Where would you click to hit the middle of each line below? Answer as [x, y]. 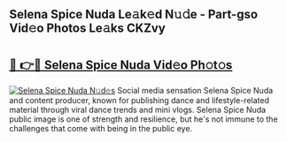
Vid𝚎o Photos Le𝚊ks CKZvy [87, 29]
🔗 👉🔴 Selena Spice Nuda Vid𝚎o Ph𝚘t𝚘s [121, 65]
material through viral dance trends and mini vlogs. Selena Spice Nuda [138, 110]
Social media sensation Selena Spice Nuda [195, 90]
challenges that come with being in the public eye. [101, 128]
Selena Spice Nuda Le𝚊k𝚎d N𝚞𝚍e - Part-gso [134, 15]
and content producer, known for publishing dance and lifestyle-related [140, 100]
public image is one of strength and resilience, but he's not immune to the [143, 119]
